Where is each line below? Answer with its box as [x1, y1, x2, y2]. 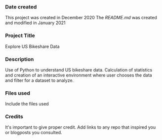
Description [5, 56, 34, 63]
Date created [5, 3, 37, 10]
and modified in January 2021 [5, 20, 66, 26]
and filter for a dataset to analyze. [5, 77, 74, 83]
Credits [5, 113, 23, 120]
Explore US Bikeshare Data [5, 43, 60, 49]
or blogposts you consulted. [5, 130, 63, 136]
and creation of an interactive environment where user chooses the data [5, 72, 152, 78]
